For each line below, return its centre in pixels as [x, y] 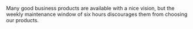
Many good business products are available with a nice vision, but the [90, 8]
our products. [23, 20]
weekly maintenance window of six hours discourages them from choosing [97, 14]
